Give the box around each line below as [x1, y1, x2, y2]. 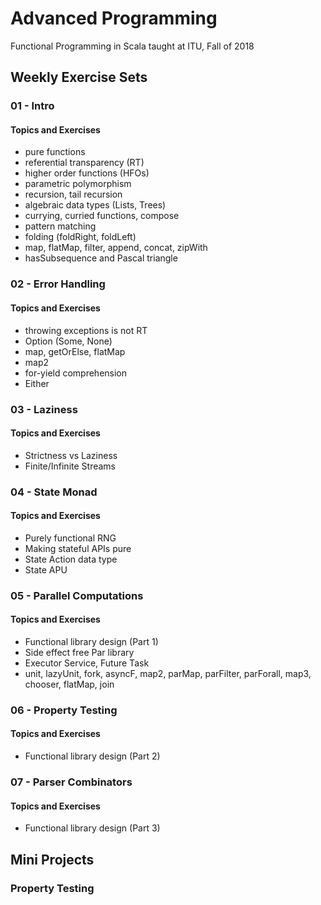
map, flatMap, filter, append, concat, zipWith [24, 242, 208, 254]
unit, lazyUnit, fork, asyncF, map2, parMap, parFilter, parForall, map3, [24, 667, 312, 679]
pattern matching [24, 220, 97, 232]
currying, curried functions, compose [24, 210, 180, 222]
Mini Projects [10, 851, 95, 868]
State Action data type [24, 553, 118, 565]
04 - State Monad [10, 485, 98, 499]
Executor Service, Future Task [24, 657, 150, 669]
